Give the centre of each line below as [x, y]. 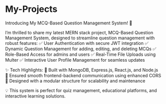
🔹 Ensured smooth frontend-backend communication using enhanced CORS [83, 75]
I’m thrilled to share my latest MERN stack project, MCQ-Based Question [79, 32]
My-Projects [31, 9]
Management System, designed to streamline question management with [80, 38]
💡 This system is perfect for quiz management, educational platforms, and [81, 90]
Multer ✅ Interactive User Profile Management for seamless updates [75, 60]
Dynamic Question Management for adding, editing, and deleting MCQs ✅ [81, 49]
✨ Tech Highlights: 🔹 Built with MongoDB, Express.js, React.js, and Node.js [82, 70]
